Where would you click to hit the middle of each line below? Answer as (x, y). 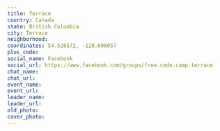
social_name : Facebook (40, 59)
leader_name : (26, 98)
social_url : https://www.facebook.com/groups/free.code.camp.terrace (110, 65)
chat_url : (22, 78)
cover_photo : (26, 116)
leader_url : (24, 104)
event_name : (24, 85)
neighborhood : (28, 40)
